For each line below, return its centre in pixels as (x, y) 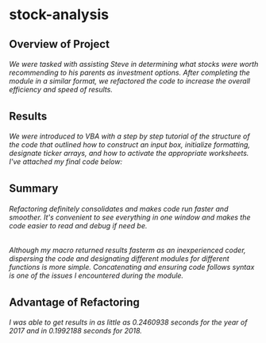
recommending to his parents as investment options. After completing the (129, 72)
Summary (34, 188)
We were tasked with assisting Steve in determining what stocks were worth (134, 64)
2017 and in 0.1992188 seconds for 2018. (75, 331)
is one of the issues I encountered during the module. (96, 275)
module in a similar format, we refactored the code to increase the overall (130, 81)
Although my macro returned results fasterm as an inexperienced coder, (127, 250)
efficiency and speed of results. (61, 90)
